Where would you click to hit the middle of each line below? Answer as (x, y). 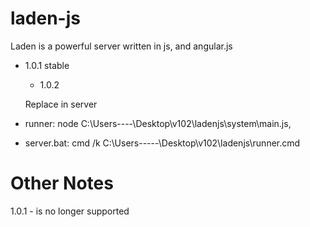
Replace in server (61, 104)
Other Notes (62, 183)
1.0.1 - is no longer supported (70, 211)
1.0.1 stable (47, 65)
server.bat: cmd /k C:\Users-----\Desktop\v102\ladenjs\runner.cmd (162, 143)
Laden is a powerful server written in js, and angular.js (121, 46)
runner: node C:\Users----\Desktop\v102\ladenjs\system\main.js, (158, 123)
